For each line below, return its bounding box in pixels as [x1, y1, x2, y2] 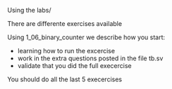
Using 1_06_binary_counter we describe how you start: [7, 33, 166, 41]
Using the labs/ [7, 6, 51, 14]
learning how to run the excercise [17, 47, 115, 55]
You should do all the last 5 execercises [7, 75, 122, 83]
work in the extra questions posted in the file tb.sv [17, 54, 164, 62]
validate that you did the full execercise [17, 62, 132, 69]
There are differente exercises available [7, 20, 122, 27]
